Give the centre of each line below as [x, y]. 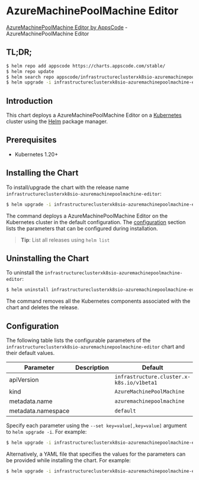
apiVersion [24, 380]
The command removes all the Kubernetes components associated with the [98, 301]
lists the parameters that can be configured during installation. [82, 228]
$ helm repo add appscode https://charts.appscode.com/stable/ [86, 66]
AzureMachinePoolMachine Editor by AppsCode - [67, 27]
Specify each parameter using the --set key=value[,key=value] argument [97, 425]
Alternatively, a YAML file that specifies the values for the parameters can [96, 454]
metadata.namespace [39, 411]
